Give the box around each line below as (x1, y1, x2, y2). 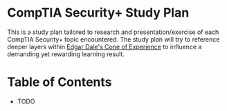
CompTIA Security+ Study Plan (7, 5, 190, 21)
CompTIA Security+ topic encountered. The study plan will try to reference (7, 35, 220, 43)
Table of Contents (7, 74, 112, 90)
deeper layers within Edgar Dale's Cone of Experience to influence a (7, 42, 202, 51)
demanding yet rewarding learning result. (7, 50, 125, 58)
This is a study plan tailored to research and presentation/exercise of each (7, 28, 219, 36)
